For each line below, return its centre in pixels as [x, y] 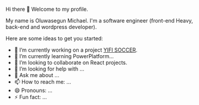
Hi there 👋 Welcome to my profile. [47, 9]
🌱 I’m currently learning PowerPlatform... [64, 56]
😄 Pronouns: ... [33, 90]
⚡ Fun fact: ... [30, 97]
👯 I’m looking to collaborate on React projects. [71, 63]
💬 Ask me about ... [37, 75]
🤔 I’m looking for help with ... [49, 69]
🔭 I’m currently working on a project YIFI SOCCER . [76, 50]
